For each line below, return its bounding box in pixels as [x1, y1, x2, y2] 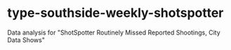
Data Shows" [7, 35, 46, 44]
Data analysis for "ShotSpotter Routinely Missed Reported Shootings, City [7, 28, 221, 37]
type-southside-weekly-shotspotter [7, 5, 224, 21]
